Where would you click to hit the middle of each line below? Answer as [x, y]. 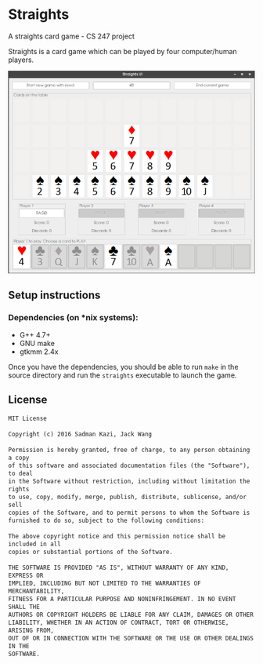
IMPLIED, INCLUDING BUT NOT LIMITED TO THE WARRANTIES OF [104, 584]
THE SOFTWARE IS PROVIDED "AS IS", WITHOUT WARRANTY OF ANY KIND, [119, 568]
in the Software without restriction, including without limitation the [129, 482]
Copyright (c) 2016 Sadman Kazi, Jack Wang [80, 434]
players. [21, 60]
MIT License [27, 419]
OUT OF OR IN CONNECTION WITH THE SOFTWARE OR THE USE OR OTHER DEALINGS [131, 638]
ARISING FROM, [31, 631]
